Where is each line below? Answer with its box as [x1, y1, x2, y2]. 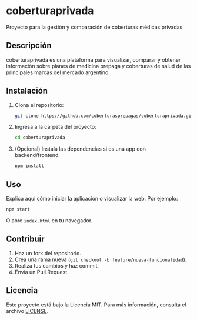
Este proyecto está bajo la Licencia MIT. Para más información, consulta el [6, 301, 186, 308]
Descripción [6, 41, 52, 51]
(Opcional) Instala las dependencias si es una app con [14, 145, 146, 152]
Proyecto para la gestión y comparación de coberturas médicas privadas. [6, 24, 184, 31]
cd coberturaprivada [14, 135, 65, 141]
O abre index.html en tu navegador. [6, 216, 93, 224]
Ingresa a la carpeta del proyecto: [14, 124, 96, 131]
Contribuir [6, 234, 45, 244]
